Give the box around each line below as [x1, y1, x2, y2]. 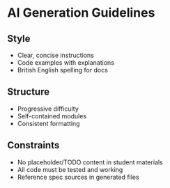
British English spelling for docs [17, 66, 108, 74]
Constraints [7, 139, 60, 151]
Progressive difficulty [17, 104, 79, 113]
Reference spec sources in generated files [17, 173, 139, 181]
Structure [7, 86, 50, 98]
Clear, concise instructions [17, 51, 94, 59]
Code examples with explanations [17, 58, 115, 67]
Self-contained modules [17, 111, 87, 120]
